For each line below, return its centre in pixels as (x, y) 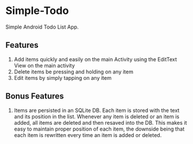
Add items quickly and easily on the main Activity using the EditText (95, 59)
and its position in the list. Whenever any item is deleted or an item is (96, 116)
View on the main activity (44, 65)
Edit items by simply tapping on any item (63, 78)
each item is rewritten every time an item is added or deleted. (88, 135)
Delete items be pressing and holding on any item (74, 72)
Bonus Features (35, 96)
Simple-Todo (37, 11)
